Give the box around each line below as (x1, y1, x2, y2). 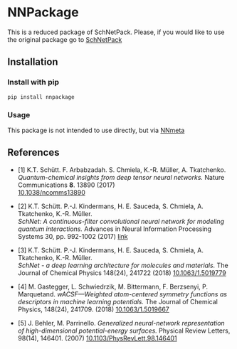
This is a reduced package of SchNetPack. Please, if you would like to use (7, 28, 225, 36)
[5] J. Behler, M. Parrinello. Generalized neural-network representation (17, 318, 226, 327)
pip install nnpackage (7, 93, 75, 100)
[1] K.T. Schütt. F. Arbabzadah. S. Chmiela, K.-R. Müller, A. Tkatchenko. (17, 165, 226, 174)
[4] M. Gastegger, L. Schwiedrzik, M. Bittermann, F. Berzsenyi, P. (17, 282, 209, 291)
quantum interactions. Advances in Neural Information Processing (17, 225, 212, 233)
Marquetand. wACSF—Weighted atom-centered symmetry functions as (17, 289, 228, 299)
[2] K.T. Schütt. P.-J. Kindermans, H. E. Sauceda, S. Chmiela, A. (17, 202, 204, 210)
